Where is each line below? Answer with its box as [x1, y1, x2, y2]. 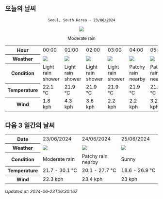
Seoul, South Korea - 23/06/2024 [48, 17, 115, 23]
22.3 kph [43, 176, 64, 183]
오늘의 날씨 [5, 4, 36, 13]
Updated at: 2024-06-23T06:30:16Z [5, 188, 78, 195]
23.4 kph [81, 176, 103, 183]
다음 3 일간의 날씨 [5, 121, 55, 129]
